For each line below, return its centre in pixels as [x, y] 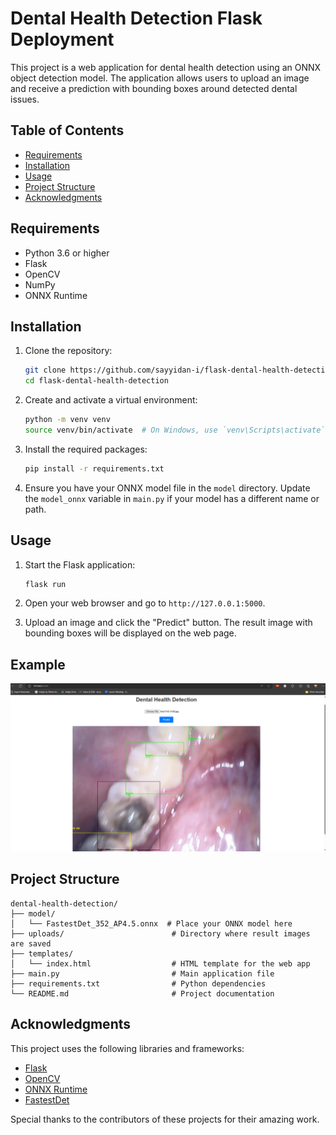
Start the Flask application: [80, 564]
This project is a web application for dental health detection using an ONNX [166, 67]
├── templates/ [42, 953]
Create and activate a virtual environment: [111, 400]
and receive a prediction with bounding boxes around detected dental [154, 88]
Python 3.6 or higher [67, 253]
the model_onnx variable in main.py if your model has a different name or [172, 498]
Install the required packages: [86, 449]
